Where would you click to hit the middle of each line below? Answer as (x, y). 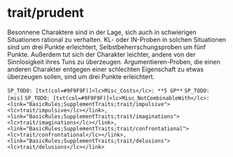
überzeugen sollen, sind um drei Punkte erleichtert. (81, 76)
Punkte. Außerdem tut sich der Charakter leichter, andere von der (101, 54)
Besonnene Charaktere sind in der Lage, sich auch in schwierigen (102, 32)
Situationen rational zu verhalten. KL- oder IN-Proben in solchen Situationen (116, 39)
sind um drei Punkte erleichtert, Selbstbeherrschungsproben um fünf (107, 47)
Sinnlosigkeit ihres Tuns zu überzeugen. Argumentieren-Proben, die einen (114, 61)
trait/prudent (45, 13)
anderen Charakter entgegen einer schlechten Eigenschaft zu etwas (106, 69)
